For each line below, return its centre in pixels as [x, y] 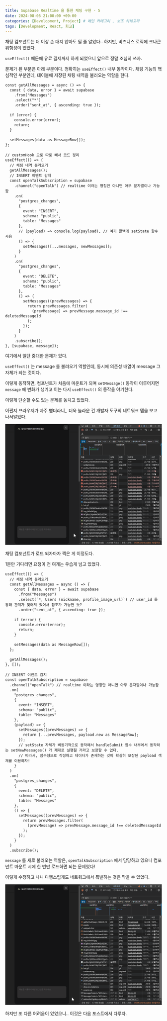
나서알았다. [16, 417]
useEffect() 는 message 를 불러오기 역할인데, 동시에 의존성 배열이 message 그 [83, 367]
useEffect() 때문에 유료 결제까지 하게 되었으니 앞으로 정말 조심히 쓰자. [74, 58]
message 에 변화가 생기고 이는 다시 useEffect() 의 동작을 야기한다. [70, 389]
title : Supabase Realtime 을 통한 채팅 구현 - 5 [53, 10]
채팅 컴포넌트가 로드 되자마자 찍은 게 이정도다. [50, 553]
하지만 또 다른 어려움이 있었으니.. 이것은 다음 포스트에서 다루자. [66, 1013]
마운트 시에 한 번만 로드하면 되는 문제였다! [55, 866]
